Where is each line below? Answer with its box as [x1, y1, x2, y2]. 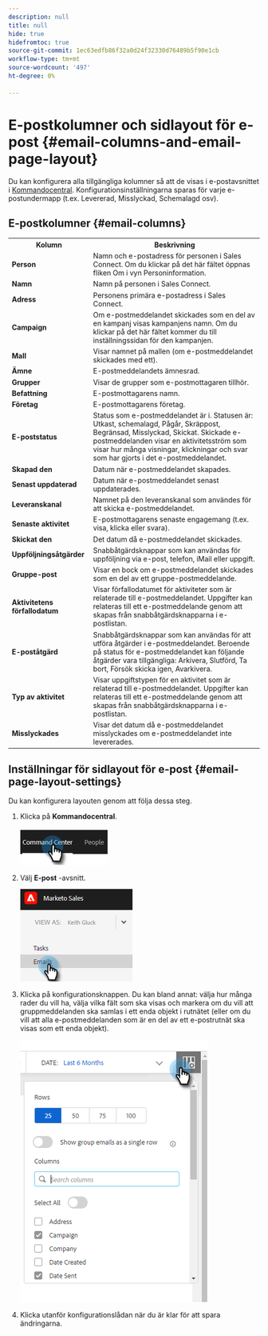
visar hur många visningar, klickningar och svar [93, 445, 248, 454]
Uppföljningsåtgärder [11, 550, 85, 559]
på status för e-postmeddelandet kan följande [93, 646, 245, 656]
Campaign [11, 322, 47, 332]
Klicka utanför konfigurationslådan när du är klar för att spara [19, 1310, 221, 1320]
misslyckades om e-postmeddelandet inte [93, 729, 233, 738]
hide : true [8, 30, 45, 38]
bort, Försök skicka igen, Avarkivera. [93, 664, 213, 674]
